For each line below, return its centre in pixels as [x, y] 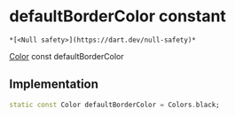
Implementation [54, 85]
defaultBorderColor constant [117, 16]
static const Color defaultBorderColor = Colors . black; [114, 105]
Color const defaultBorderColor [67, 56]
